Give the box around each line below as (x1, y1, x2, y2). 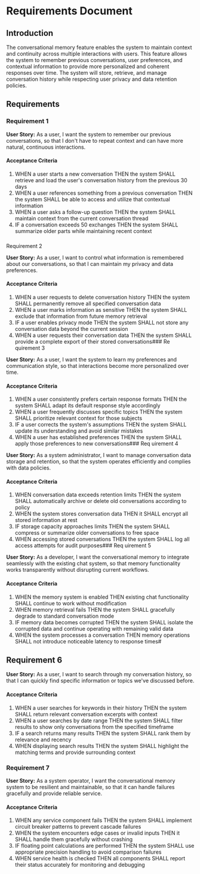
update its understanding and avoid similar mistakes (14, 427, 143, 434)
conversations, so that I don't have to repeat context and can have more (6, 137, 183, 144)
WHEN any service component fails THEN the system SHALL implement (14, 817, 192, 824)
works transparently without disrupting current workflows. (6, 566, 149, 574)
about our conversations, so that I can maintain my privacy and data (6, 260, 174, 267)
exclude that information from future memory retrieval (14, 312, 147, 320)
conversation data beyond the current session (14, 326, 128, 333)
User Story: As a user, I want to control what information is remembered (6, 254, 184, 261)
